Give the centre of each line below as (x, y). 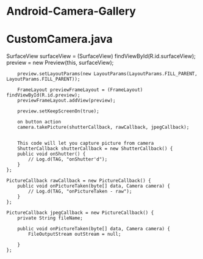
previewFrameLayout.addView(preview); (66, 101)
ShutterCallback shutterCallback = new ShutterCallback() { (95, 149)
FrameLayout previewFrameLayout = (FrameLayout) (80, 90)
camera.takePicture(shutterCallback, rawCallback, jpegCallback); (103, 127)
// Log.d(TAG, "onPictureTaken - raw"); (80, 192)
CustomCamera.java (59, 39)
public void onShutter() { (52, 154)
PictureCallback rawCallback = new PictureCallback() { (79, 181)
